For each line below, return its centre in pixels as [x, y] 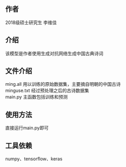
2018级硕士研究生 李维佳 [31, 22]
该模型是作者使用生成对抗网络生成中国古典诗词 [54, 53]
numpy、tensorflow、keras [34, 159]
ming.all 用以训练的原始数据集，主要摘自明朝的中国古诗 [63, 84]
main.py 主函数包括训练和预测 [36, 97]
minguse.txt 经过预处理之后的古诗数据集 [47, 90]
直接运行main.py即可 [27, 128]
